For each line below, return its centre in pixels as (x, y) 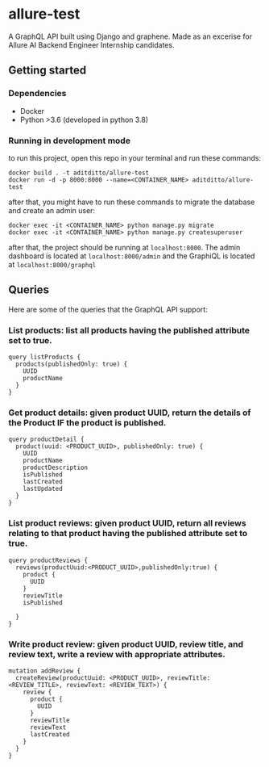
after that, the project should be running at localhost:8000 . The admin (124, 247)
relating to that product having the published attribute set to (128, 534)
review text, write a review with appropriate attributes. (117, 654)
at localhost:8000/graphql (52, 264)
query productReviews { (48, 560)
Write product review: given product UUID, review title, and (126, 644)
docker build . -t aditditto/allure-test (79, 173)
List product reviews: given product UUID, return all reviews (128, 523)
